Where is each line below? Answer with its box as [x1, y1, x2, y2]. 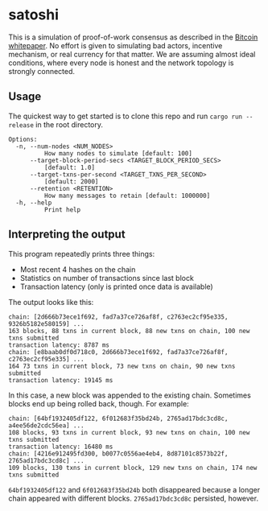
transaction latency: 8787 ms [8, 340, 110, 349]
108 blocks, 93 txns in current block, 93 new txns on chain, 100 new [8, 428, 250, 436]
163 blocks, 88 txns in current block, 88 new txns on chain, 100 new [8, 327, 250, 335]
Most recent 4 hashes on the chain [19, 264, 136, 274]
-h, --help [15, 199, 52, 207]
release [8, 121, 35, 130]
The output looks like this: [8, 297, 94, 307]
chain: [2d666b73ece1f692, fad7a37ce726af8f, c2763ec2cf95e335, [8, 312, 229, 321]
